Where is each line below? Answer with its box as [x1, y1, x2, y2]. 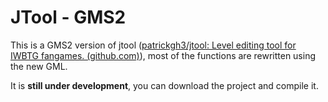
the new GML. [10, 60, 68, 72]
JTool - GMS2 [10, 6, 127, 29]
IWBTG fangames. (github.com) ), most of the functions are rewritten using [10, 49, 317, 61]
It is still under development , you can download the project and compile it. [10, 79, 319, 91]
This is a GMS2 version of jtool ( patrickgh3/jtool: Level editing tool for [10, 39, 297, 51]
